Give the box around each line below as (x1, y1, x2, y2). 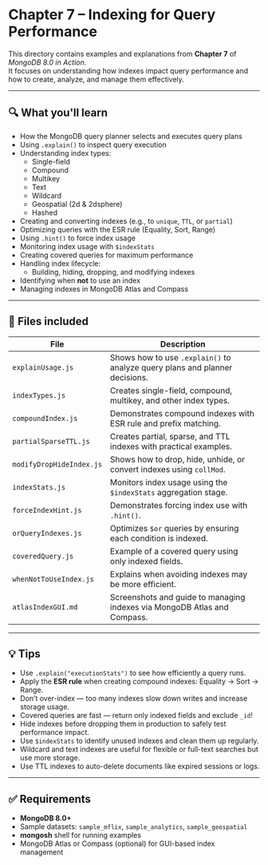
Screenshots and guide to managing (110, 591, 246, 602)
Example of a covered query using (110, 546, 238, 557)
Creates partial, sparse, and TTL (110, 431, 231, 442)
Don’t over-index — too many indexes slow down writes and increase (19, 693, 248, 704)
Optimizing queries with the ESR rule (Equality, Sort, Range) (19, 224, 216, 234)
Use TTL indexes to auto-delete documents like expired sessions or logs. (19, 761, 260, 772)
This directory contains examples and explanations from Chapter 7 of (8, 49, 237, 58)
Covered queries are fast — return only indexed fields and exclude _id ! (19, 711, 254, 720)
